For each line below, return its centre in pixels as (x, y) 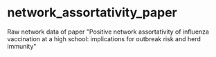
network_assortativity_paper (92, 13)
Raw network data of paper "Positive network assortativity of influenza (108, 32)
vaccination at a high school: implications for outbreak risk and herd (104, 38)
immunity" (22, 46)
